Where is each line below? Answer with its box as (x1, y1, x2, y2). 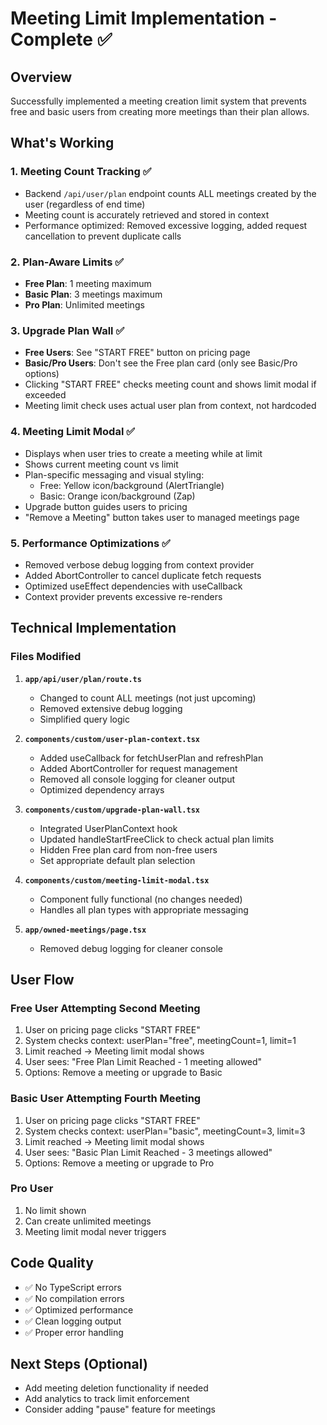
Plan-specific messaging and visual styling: (24, 468, 205, 481)
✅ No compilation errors (24, 1292, 125, 1304)
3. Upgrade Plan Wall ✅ (10, 323, 125, 337)
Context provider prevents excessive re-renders (24, 590, 223, 602)
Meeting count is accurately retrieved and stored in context (24, 208, 270, 221)
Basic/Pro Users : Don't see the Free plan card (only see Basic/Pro (24, 357, 298, 369)
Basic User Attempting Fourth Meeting (10, 1092, 202, 1106)
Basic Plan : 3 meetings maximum (24, 288, 163, 300)
